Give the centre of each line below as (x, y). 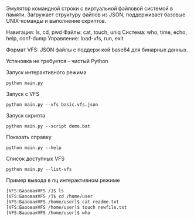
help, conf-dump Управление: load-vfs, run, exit (65, 38)
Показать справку (29, 137)
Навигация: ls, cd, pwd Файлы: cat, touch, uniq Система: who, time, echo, (97, 32)
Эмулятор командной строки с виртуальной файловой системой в (90, 8)
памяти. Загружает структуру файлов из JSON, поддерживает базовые (96, 15)
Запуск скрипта (26, 115)
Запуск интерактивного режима (46, 72)
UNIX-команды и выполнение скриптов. (56, 21)
